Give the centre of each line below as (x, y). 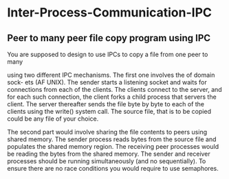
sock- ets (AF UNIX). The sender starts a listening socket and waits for (107, 82)
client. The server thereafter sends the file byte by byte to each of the (106, 104)
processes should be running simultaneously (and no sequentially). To (107, 161)
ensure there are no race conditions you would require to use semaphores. (113, 168)
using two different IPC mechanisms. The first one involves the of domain (111, 75)
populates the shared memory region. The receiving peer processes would (113, 146)
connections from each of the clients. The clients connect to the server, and (115, 89)
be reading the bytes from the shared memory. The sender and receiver (109, 154)
